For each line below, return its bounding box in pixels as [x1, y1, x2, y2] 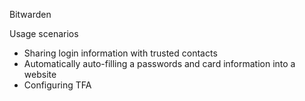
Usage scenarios [9, 28, 79, 39]
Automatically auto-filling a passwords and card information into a [23, 58, 296, 69]
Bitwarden [9, 9, 52, 20]
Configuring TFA [23, 79, 92, 91]
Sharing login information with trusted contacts [23, 47, 218, 59]
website [23, 69, 57, 80]
